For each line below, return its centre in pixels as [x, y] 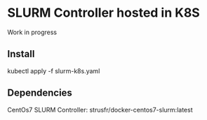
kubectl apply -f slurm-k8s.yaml [54, 70]
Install [21, 54]
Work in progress [32, 32]
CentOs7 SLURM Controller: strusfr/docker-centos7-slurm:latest [100, 110]
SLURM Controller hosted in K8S [103, 13]
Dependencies [40, 93]
